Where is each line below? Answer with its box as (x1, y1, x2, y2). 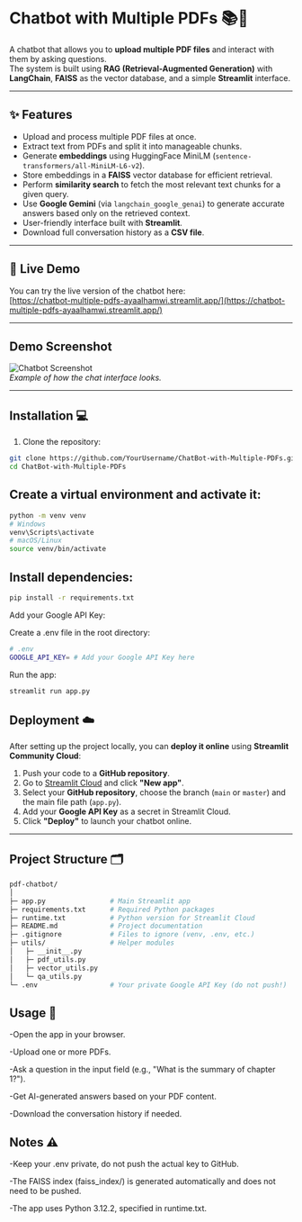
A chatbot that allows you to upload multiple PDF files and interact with (9, 43, 274, 55)
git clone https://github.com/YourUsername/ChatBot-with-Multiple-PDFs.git (9, 454, 299, 463)
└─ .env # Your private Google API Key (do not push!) (9, 980, 288, 990)
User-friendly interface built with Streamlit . (22, 217, 182, 228)
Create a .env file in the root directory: (9, 627, 151, 638)
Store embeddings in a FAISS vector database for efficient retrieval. (22, 169, 273, 180)
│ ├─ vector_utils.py (9, 964, 99, 973)
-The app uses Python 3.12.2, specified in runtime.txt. (9, 1203, 208, 1214)
